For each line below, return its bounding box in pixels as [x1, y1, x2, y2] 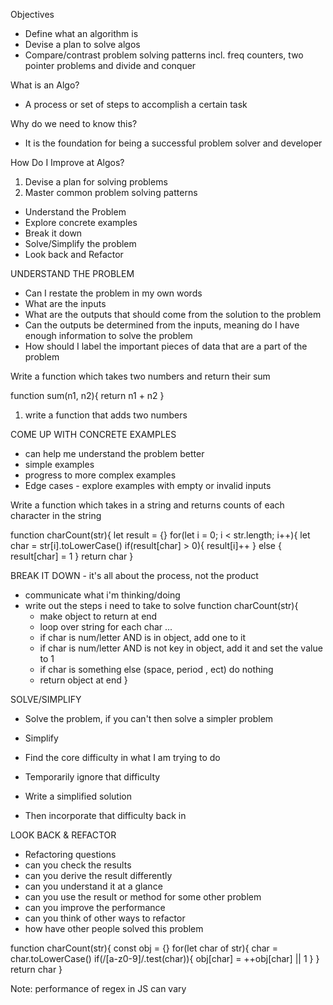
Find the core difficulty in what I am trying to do [24, 752, 221, 763]
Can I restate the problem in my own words [24, 287, 203, 299]
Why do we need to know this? [10, 118, 138, 129]
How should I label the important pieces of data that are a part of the [24, 340, 308, 352]
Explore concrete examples [24, 217, 138, 228]
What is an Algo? [10, 79, 80, 91]
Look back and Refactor [24, 249, 124, 260]
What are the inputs [24, 298, 107, 309]
